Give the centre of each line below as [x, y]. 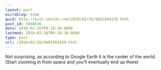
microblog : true [22, 14]
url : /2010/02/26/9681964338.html [42, 42]
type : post [17, 38]
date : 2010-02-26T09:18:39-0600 [39, 28]
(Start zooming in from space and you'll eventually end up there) [72, 62]
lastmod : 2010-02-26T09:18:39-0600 [43, 33]
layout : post [19, 10]
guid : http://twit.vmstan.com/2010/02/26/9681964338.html [67, 19]
